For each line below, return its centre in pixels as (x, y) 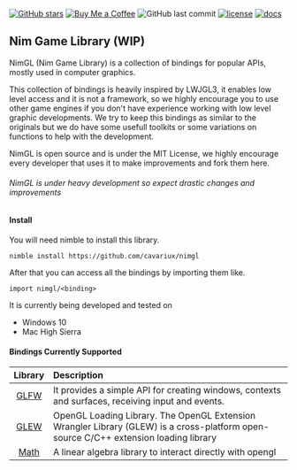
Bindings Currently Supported (65, 352)
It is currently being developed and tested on (91, 304)
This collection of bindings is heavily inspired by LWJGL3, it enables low (141, 89)
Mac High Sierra (51, 331)
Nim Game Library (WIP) (77, 41)
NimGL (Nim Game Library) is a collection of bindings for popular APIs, (138, 63)
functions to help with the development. (82, 136)
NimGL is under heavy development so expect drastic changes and (132, 183)
